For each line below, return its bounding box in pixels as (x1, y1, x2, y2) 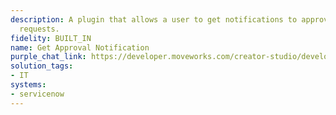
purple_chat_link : (10, 52, 87, 62)
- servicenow (10, 89, 65, 99)
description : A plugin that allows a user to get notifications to (10, 14, 298, 25)
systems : (10, 80, 47, 90)
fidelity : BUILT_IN (10, 33, 92, 43)
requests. (19, 24, 60, 34)
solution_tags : (10, 61, 74, 71)
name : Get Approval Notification (10, 42, 150, 53)
